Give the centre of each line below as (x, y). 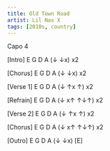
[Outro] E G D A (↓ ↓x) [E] (45, 141)
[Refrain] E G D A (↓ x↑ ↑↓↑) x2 (55, 100)
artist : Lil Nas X (34, 20)
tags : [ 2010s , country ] (42, 26)
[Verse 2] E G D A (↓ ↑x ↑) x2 (51, 114)
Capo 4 (18, 47)
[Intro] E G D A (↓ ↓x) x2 (43, 60)
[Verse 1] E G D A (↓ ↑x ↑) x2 (50, 87)
